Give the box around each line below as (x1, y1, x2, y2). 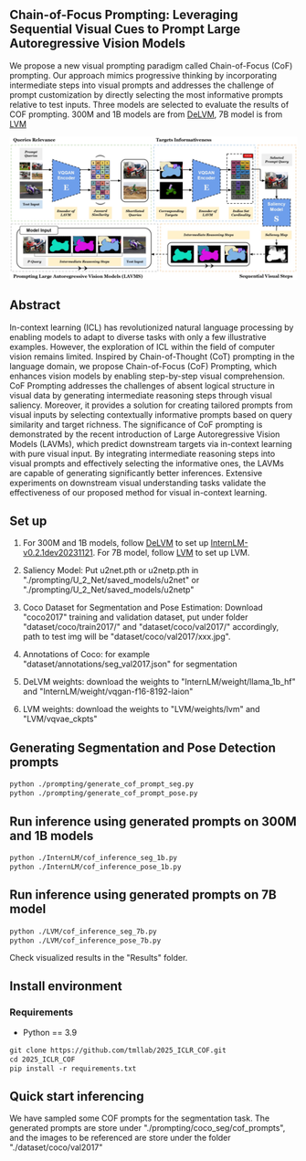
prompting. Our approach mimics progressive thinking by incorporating (9, 69, 277, 80)
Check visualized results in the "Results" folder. (9, 952, 188, 963)
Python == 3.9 (22, 1027, 78, 1038)
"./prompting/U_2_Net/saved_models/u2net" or (22, 575, 200, 586)
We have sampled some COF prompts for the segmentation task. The (9, 1113, 270, 1124)
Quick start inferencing (9, 1088, 144, 1104)
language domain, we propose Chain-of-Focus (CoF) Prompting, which (9, 360, 277, 371)
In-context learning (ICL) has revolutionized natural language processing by (9, 322, 294, 333)
